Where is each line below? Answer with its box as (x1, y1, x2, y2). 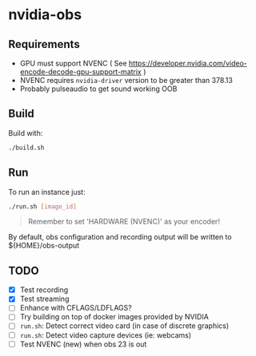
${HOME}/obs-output (8, 241, 80, 251)
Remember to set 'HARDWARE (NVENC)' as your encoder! (27, 217, 220, 227)
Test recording (19, 285, 69, 295)
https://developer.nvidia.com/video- (128, 58, 248, 68)
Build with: (8, 128, 43, 137)
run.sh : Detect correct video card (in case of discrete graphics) (19, 321, 230, 330)
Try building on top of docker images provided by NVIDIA (19, 312, 210, 322)
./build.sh (8, 144, 45, 152)
